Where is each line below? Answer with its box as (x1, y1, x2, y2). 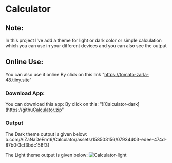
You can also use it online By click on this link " (5, 71, 105, 77)
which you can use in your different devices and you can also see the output (5, 43, 167, 49)
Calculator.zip (32, 106, 62, 113)
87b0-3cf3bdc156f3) (5, 142, 50, 148)
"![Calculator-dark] (100, 101, 140, 107)
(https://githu (5, 106, 33, 113)
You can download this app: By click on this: (5, 101, 99, 107)
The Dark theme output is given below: (5, 131, 87, 137)
